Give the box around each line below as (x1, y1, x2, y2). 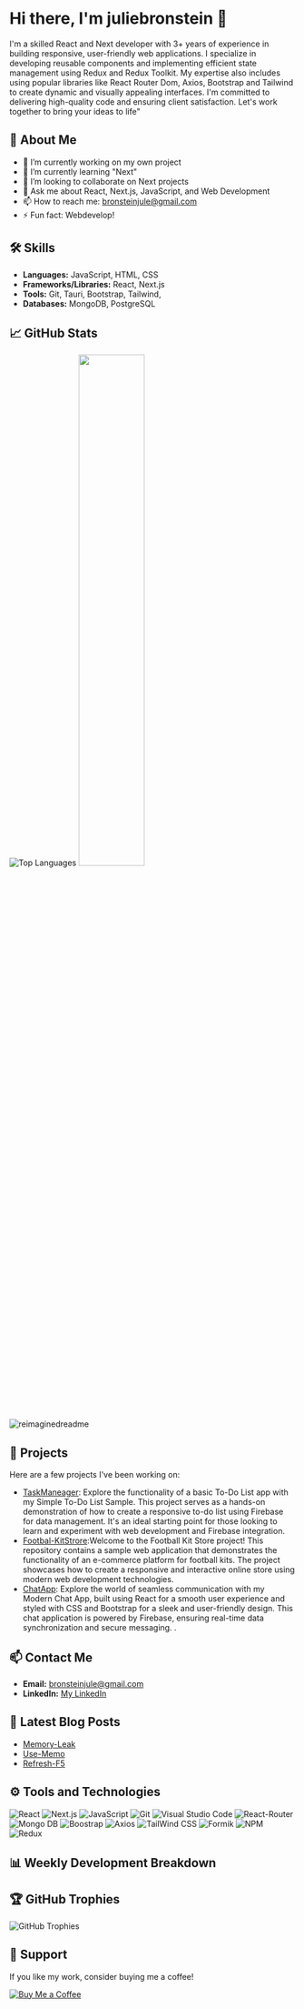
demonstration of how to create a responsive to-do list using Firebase (22, 1506, 284, 1518)
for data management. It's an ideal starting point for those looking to (22, 1516, 279, 1527)
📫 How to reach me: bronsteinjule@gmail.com (22, 196, 198, 207)
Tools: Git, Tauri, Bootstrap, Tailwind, (22, 288, 162, 299)
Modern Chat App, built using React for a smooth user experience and (22, 1593, 286, 1604)
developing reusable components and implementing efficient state (9, 57, 257, 68)
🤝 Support (9, 1947, 68, 1963)
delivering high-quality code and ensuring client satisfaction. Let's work (9, 96, 279, 107)
